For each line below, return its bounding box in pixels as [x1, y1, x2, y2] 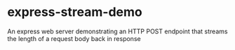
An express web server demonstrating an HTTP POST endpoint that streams [7, 27, 228, 35]
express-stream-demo [7, 4, 142, 20]
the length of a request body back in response [7, 34, 142, 42]
